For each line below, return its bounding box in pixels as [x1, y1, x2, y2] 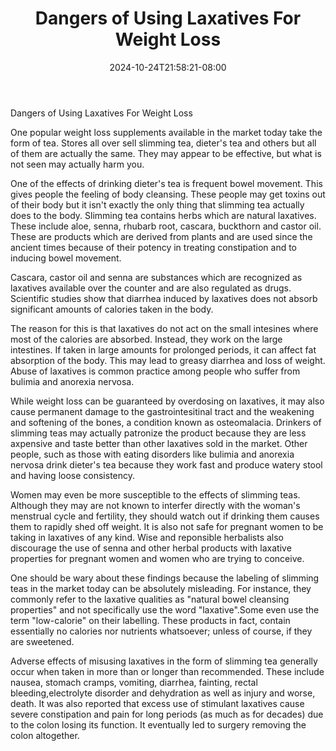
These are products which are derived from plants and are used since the [10, 230, 313, 242]
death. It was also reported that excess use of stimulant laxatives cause [10, 697, 305, 709]
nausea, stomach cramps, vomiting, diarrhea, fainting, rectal [10, 676, 258, 688]
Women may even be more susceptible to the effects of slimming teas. [10, 488, 301, 501]
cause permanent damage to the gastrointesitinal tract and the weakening [10, 405, 315, 417]
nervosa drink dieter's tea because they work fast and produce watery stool [10, 458, 323, 471]
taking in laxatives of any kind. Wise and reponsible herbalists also [10, 531, 285, 543]
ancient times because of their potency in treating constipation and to [10, 241, 297, 253]
